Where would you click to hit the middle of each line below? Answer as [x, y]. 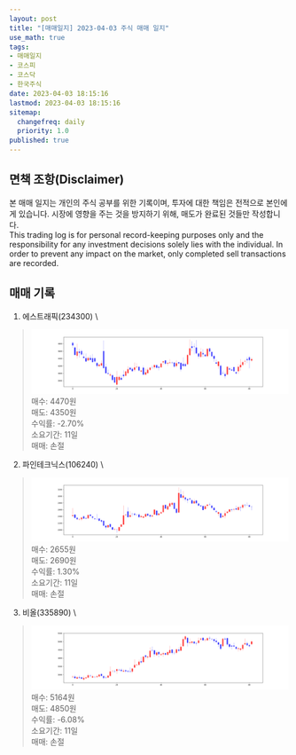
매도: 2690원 [54, 560]
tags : [19, 47]
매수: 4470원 [54, 401]
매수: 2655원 [54, 549]
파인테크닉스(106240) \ [62, 464]
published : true [39, 141]
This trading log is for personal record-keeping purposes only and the [136, 234]
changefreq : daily [51, 122]
